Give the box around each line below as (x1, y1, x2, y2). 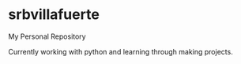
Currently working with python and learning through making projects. (8, 47, 233, 56)
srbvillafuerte (8, 6, 100, 24)
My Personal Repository (8, 32, 86, 41)
